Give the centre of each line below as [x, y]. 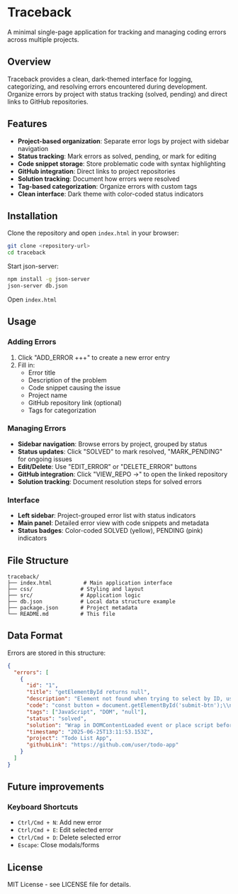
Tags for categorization [62, 410]
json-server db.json [38, 286]
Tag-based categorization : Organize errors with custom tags [107, 186]
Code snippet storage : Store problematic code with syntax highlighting [121, 163]
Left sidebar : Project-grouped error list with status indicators [107, 516]
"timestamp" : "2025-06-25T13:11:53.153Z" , [90, 732]
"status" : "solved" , [56, 718]
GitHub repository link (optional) [75, 402]
